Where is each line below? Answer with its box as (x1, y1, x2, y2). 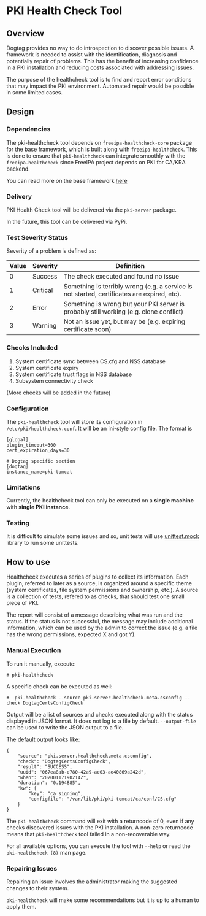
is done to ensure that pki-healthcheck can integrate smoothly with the (6, 152, 186, 160)
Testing (6, 519, 29, 528)
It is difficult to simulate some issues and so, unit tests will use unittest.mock (6, 533, 199, 540)
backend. (6, 165, 30, 172)
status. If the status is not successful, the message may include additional (6, 618, 193, 625)
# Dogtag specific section (6, 458, 75, 464)
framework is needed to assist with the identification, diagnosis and (6, 51, 177, 58)
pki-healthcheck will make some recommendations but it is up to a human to (6, 896, 199, 904)
